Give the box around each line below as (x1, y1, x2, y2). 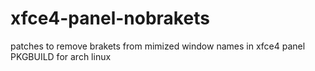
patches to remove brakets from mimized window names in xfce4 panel (10, 40, 306, 52)
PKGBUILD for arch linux (10, 50, 112, 62)
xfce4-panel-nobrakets (10, 7, 210, 30)
